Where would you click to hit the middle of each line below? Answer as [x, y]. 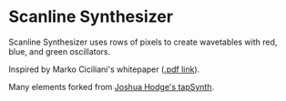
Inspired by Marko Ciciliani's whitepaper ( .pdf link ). [104, 69]
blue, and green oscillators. [60, 51]
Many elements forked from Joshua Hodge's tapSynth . [112, 86]
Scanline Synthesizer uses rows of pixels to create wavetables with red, [143, 42]
